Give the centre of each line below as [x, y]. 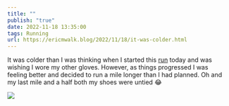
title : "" [22, 14]
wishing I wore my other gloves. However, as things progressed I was [108, 67]
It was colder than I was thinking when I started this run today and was [110, 60]
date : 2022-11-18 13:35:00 [47, 27]
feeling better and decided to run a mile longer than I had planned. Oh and [115, 75]
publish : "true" [31, 20]
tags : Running [28, 33]
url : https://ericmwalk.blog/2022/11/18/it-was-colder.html [98, 40]
